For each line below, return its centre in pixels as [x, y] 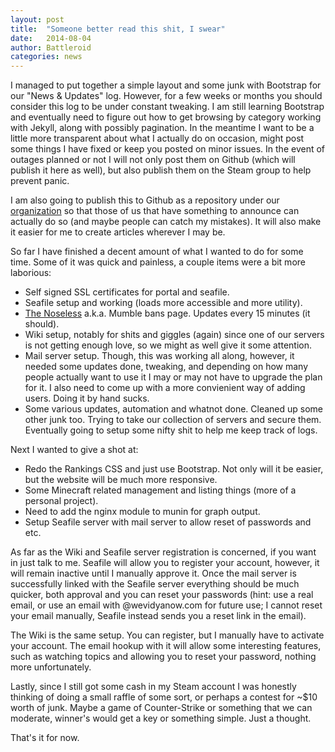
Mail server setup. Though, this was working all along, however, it [159, 356]
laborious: [31, 273]
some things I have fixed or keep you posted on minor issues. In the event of [168, 149]
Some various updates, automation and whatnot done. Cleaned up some [174, 409]
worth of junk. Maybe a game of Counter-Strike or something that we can [161, 708]
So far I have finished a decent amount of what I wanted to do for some [157, 252]
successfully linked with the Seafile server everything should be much [155, 584]
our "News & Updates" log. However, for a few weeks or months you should [166, 96]
